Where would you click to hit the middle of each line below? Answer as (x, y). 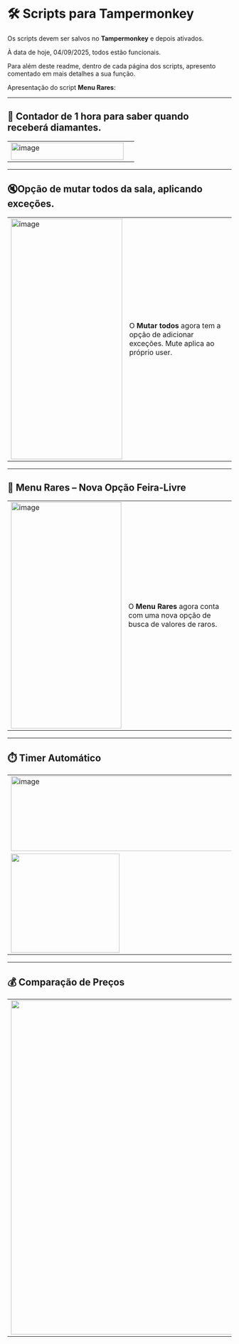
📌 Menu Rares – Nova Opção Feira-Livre (97, 487)
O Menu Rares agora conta (174, 607)
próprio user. (151, 352)
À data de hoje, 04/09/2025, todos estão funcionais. (84, 52)
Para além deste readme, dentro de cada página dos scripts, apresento (112, 66)
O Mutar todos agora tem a (175, 325)
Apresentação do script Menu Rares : (62, 87)
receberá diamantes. (54, 128)
